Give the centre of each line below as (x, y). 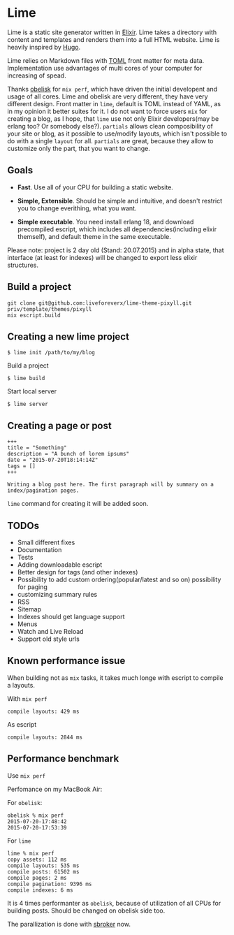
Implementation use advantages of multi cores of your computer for (105, 68)
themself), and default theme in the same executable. (94, 236)
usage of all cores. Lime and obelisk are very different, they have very (108, 96)
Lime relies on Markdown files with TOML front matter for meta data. (106, 60)
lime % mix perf (31, 853)
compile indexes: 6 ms (40, 890)
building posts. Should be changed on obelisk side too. (86, 911)
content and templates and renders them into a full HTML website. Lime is (114, 39)
